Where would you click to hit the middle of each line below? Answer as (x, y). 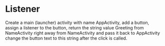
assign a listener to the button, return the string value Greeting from (75, 27)
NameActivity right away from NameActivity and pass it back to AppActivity (83, 33)
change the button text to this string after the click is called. (66, 38)
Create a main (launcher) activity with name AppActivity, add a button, (77, 23)
